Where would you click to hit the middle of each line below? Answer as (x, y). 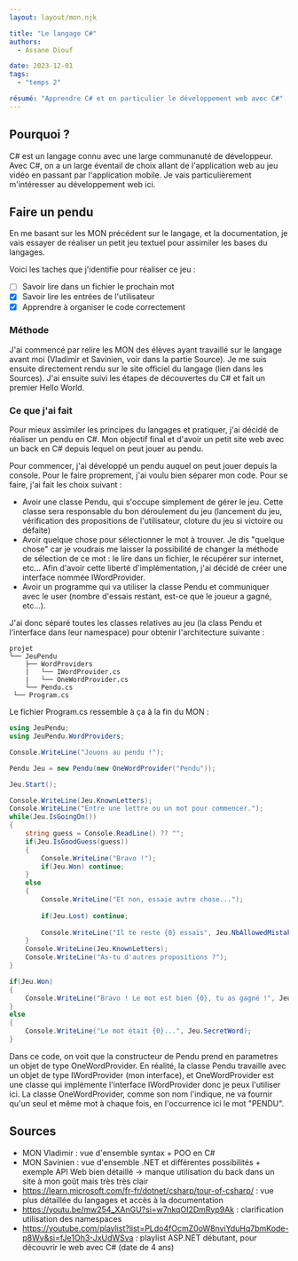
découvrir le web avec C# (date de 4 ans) (98, 1247)
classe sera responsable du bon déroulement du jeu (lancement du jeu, (152, 512)
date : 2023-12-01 (41, 66)
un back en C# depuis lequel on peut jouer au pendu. (106, 448)
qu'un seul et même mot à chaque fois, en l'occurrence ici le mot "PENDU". (147, 1103)
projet (21, 649)
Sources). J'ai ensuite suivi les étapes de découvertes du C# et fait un (137, 377)
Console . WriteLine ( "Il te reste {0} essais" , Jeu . (137, 932)
